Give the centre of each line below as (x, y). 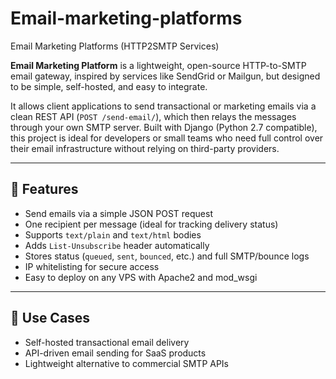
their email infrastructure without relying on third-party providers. (145, 148)
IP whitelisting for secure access (92, 266)
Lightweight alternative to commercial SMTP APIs (127, 363)
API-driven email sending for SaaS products (115, 353)
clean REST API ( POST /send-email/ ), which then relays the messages (153, 116)
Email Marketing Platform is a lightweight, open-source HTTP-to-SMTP (158, 65)
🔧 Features (44, 189)
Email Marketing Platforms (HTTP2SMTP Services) (115, 46)
